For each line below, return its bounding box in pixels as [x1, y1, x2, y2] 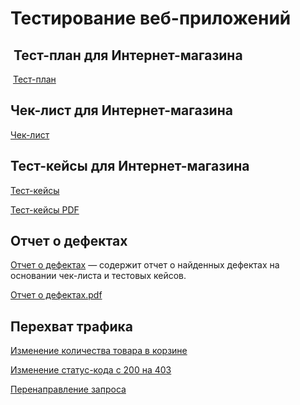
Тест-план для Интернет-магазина [13, 47, 243, 64]
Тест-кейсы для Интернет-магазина [10, 158, 250, 175]
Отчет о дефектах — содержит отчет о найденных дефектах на [10, 259, 280, 271]
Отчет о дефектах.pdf [10, 289, 103, 301]
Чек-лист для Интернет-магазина [10, 102, 233, 119]
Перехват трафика [10, 318, 134, 335]
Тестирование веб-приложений [10, 7, 292, 30]
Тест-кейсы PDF [10, 203, 80, 216]
